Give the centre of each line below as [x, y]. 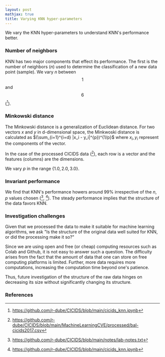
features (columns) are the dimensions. [45, 159]
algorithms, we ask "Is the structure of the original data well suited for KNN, [82, 232]
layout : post [18, 10]
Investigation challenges [35, 216]
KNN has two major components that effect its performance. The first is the [82, 61]
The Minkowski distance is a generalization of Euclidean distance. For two [80, 127]
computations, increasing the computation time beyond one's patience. [77, 268]
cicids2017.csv [27, 330]
